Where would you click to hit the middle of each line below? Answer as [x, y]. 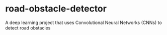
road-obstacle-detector [56, 9]
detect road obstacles [28, 27]
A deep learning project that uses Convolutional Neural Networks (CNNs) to [83, 22]
